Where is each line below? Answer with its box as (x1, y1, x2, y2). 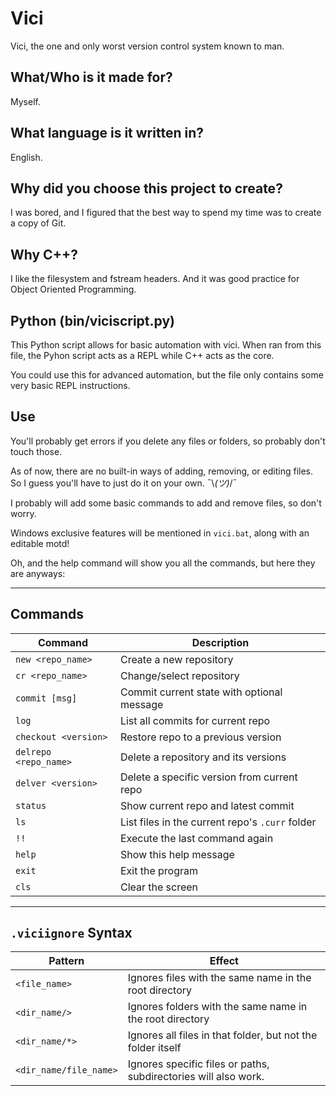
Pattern (48, 954, 85, 968)
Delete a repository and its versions (119, 750, 287, 764)
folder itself (127, 1041, 182, 1055)
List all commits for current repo (119, 713, 271, 727)
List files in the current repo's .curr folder (119, 815, 317, 829)
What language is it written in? (10, 125, 204, 142)
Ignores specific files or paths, (127, 1057, 270, 1071)
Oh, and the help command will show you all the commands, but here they (10, 557, 316, 569)
